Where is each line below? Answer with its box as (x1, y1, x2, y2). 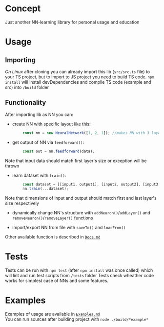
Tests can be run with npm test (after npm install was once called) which (5, 267, 153, 273)
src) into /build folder (5, 84, 49, 90)
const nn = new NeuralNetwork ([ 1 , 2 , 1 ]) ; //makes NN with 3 (22, 130, 150, 135)
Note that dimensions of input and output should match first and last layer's (5, 195, 157, 201)
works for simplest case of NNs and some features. (5, 278, 109, 284)
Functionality (5, 98, 46, 107)
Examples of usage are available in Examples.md (5, 311, 100, 317)
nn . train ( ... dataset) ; (22, 187, 69, 191)
